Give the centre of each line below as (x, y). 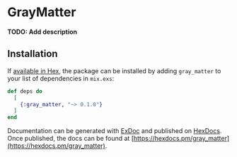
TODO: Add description (42, 32)
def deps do (25, 91)
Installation (33, 54)
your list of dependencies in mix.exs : (61, 78)
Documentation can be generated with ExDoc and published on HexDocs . (115, 131)
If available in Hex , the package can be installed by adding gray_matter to (114, 70)
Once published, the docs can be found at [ (71, 139)
